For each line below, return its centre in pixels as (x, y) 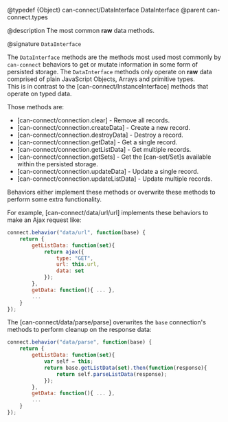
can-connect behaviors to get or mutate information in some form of (103, 64)
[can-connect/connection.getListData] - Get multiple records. (104, 149)
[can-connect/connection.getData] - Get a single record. (97, 142)
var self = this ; (69, 362)
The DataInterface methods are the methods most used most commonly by (114, 57)
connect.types (27, 17)
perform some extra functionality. (54, 199)
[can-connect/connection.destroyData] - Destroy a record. (100, 135)
